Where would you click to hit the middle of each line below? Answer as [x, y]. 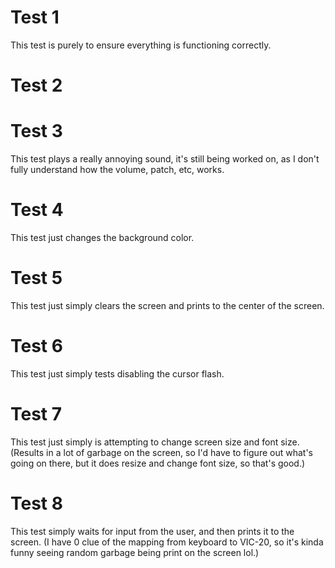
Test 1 [35, 17]
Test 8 [36, 503]
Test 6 [36, 346]
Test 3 [36, 131]
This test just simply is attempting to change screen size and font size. [155, 442]
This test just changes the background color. [102, 237]
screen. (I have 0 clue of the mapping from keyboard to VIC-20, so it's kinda [167, 542]
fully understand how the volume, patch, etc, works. [117, 170]
